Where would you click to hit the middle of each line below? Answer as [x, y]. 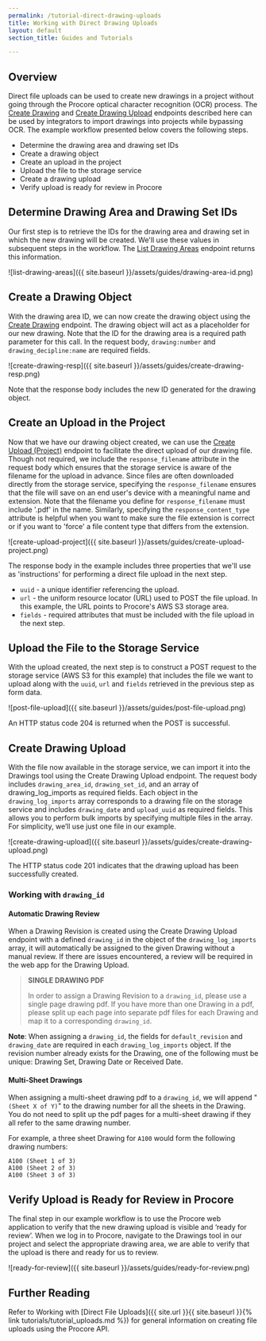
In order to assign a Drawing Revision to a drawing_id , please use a [137, 996]
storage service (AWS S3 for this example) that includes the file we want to [131, 675]
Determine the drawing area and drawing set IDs [99, 145]
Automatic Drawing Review [54, 914]
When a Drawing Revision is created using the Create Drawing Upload [123, 931]
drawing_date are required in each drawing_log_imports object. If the [120, 1045]
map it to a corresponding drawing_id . [90, 1021]
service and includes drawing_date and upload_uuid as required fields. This [131, 810]
